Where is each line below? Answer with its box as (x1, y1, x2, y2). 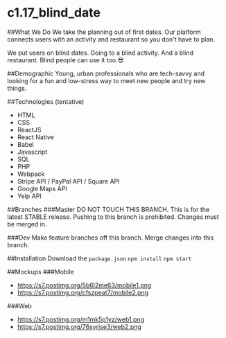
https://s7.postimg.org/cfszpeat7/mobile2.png (17, 288, 149, 296)
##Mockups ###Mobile (7, 267, 74, 276)
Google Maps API (17, 184, 67, 193)
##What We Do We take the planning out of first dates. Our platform (7, 28, 201, 36)
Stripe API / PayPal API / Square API (17, 177, 120, 185)
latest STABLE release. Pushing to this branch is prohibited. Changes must (7, 213, 220, 221)
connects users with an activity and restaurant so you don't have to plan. (7, 35, 216, 43)
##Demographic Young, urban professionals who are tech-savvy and (7, 69, 205, 78)
